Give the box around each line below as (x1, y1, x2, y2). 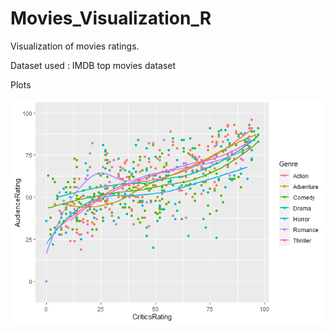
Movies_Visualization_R (10, 7, 212, 30)
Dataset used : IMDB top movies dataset (10, 59, 177, 71)
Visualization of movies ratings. (10, 40, 140, 52)
